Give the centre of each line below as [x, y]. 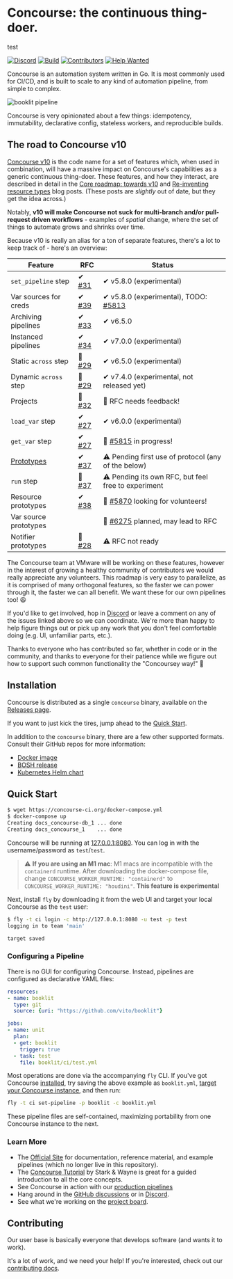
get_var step [31, 441]
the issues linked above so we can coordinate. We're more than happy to [111, 620]
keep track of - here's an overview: [57, 248]
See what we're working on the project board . [83, 1201]
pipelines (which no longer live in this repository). [88, 1164]
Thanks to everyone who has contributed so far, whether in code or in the [112, 649]
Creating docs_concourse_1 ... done [65, 829]
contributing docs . [34, 1269]
